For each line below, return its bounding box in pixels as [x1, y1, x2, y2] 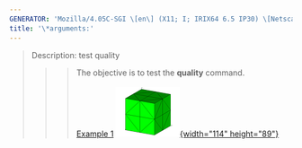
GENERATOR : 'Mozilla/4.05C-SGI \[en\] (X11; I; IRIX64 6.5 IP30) [9, 14, 259, 23]
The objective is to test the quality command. [75, 67, 245, 78]
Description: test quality [31, 49, 120, 60]
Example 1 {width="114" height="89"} [75, 128, 280, 139]
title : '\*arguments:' [9, 23, 94, 33]
